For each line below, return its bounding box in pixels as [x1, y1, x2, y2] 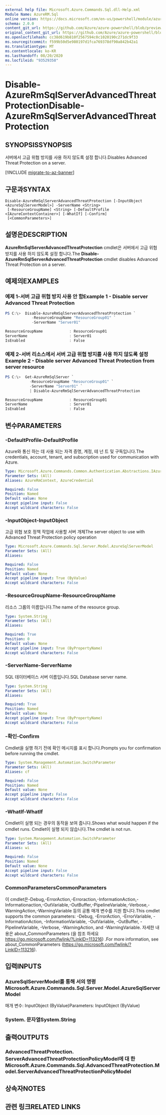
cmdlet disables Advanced [103, 256, 158, 262]
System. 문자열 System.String [5, 1016, 76, 1023]
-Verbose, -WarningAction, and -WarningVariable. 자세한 [40, 924, 155, 930]
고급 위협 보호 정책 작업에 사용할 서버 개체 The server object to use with [5, 529, 145, 535]
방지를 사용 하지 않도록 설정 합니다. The [5, 251, 81, 257]
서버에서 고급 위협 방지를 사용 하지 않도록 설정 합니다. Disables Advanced [5, 154, 147, 161]
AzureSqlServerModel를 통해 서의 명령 [5, 978, 96, 985]
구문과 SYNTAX [5, 185, 51, 193]
